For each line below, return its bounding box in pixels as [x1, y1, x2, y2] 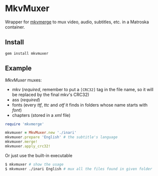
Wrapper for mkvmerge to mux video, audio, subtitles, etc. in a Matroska [5, 19, 149, 25]
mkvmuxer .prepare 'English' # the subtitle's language [5, 135, 118, 140]
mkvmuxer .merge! [5, 139, 38, 144]
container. [5, 24, 25, 30]
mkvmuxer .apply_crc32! [5, 144, 51, 149]
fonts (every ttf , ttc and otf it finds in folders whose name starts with [12, 102, 148, 108]
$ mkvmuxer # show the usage [5, 162, 64, 167]
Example [5, 64, 32, 73]
